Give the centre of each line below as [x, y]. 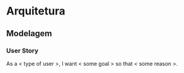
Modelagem [29, 33]
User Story [22, 51]
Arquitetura [36, 11]
